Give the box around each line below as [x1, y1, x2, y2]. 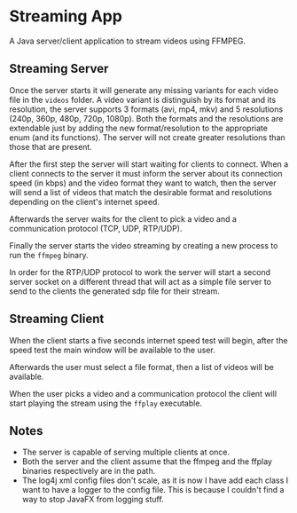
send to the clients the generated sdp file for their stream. [9, 286, 220, 296]
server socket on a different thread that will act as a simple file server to [9, 276, 272, 287]
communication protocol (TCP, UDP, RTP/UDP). [9, 223, 183, 233]
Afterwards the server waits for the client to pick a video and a [9, 213, 238, 224]
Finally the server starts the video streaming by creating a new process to [9, 240, 278, 250]
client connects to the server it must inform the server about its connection [9, 168, 283, 178]
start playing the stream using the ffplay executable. [9, 398, 202, 408]
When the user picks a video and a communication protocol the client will [9, 388, 277, 399]
